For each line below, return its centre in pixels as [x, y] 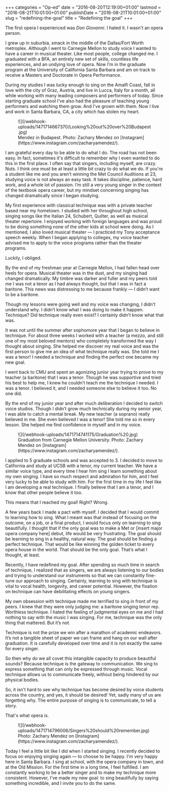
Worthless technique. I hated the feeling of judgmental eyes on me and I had [84, 612]
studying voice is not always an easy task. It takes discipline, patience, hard [84, 179]
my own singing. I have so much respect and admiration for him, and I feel [82, 476]
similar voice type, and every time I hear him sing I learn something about [81, 471]
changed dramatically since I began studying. [52, 195]
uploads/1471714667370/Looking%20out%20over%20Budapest [84, 127]
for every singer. [22, 648]
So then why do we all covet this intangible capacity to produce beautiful [81, 658]
